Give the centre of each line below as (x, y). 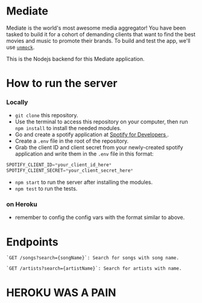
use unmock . (21, 47)
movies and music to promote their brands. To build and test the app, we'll (99, 41)
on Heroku (22, 204)
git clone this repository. (46, 116)
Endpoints (32, 242)
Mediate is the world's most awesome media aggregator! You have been (96, 28)
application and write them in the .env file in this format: (84, 154)
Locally (17, 102)
